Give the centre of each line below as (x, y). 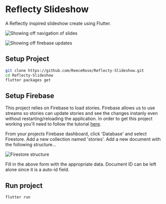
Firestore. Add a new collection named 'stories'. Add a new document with (83, 139)
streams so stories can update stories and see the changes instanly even (82, 113)
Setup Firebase (30, 95)
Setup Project (27, 59)
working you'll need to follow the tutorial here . (53, 124)
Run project (24, 186)
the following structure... (31, 145)
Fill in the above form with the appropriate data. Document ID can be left (81, 164)
